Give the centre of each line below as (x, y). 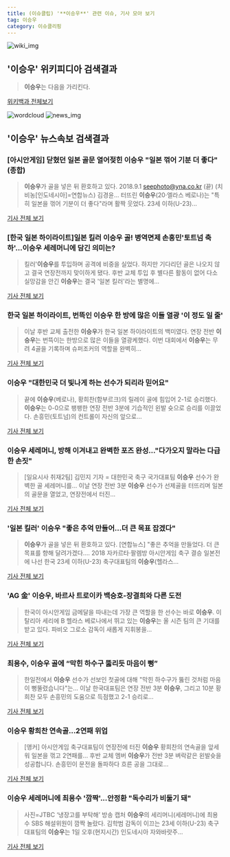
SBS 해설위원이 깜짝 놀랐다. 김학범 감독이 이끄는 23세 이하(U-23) (119, 823)
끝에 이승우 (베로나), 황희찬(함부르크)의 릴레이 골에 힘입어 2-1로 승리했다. (121, 399)
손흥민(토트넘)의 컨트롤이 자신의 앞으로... (88, 416)
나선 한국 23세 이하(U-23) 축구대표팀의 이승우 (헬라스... (105, 562)
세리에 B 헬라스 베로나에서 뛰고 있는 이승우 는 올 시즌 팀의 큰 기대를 (131, 620)
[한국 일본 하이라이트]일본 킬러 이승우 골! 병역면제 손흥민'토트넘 (105, 238)
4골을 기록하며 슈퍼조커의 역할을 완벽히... (87, 349)
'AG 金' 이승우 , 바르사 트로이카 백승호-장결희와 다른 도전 (94, 596)
